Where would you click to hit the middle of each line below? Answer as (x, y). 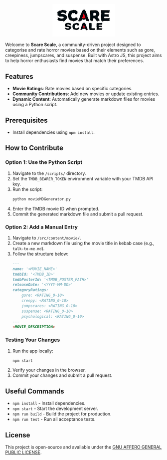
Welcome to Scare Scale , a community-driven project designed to (73, 45)
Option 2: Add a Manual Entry (42, 227)
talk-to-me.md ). (28, 248)
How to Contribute (34, 148)
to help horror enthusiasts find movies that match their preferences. (75, 61)
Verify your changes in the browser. (49, 370)
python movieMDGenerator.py (41, 199)
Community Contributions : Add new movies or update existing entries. (86, 94)
